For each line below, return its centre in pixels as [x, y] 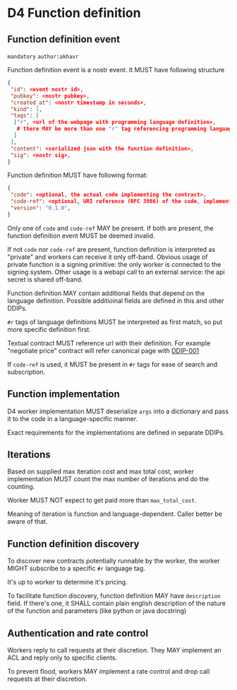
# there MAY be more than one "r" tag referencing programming [111, 129]
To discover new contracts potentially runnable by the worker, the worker [114, 561]
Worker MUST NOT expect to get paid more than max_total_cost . [102, 500]
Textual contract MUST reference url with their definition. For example [109, 343]
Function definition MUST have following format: [78, 176]
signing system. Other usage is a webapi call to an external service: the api [116, 272]
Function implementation [63, 394]
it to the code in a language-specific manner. [72, 418]
